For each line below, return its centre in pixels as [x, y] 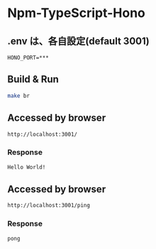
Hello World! [27, 167]
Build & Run [33, 79]
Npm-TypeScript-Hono [76, 13]
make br [19, 96]
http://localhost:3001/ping [49, 206]
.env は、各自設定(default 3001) [79, 41]
